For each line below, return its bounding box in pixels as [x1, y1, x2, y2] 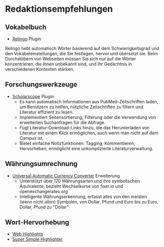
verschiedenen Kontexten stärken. [5, 66, 74, 72]
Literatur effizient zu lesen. [19, 109, 74, 115]
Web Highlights [12, 231, 43, 237]
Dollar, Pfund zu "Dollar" [19, 204, 69, 210]
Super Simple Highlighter [12, 236, 63, 242]
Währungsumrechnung [5, 160, 78, 168]
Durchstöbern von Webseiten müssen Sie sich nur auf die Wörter [5, 56, 136, 62]
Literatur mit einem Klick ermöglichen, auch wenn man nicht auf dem [19, 130, 159, 136]
